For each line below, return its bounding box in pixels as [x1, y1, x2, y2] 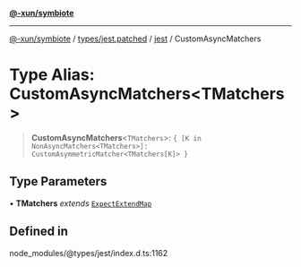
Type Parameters [9, 174, 107, 189]
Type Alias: [9, 65, 96, 85]
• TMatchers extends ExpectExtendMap [9, 197, 152, 209]
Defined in [9, 224, 69, 239]
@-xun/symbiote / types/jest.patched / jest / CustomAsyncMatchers [9, 33, 262, 44]
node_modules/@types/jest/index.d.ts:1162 [9, 247, 168, 258]
